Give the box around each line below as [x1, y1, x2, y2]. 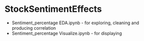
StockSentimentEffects [4, 3, 102, 15]
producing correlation [11, 25, 56, 31]
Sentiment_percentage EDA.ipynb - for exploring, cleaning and [11, 20, 139, 26]
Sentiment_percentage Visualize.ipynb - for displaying [11, 30, 122, 36]
